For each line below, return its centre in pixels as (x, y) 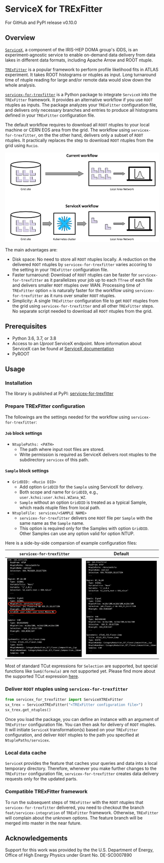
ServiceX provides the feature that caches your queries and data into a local (81, 763)
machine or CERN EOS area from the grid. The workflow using (68, 130)
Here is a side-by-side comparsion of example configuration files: (71, 543)
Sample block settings (27, 471)
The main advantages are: (31, 249)
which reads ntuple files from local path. (60, 507)
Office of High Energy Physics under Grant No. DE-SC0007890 (69, 855)
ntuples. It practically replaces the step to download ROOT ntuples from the (79, 140)
